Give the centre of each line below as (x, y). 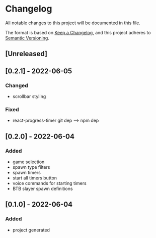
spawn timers (27, 173)
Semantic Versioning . (27, 38)
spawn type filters (31, 167)
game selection (28, 162)
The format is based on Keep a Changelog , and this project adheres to (78, 32)
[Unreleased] (26, 54)
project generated (31, 230)
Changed (17, 85)
